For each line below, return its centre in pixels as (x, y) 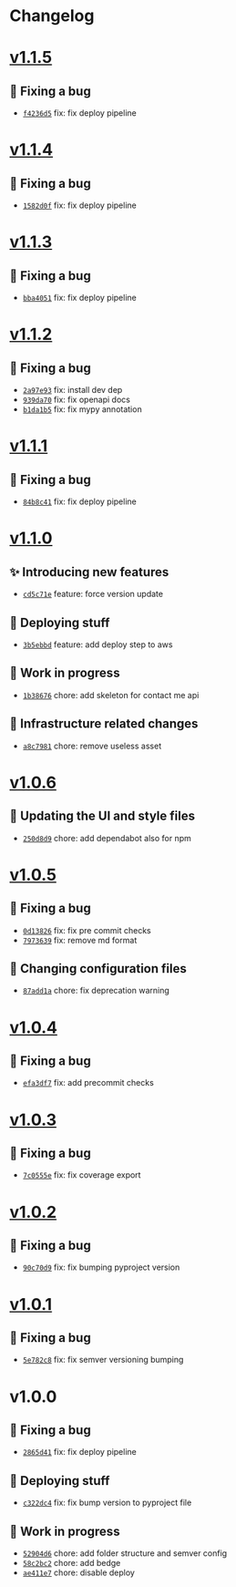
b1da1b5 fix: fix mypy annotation (82, 409)
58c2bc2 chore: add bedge (72, 1563)
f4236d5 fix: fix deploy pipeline (79, 113)
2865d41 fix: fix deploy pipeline (79, 1452)
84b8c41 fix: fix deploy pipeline (79, 501)
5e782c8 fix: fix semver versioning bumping (103, 1360)
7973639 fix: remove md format (80, 940)
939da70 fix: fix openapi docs (76, 400)
